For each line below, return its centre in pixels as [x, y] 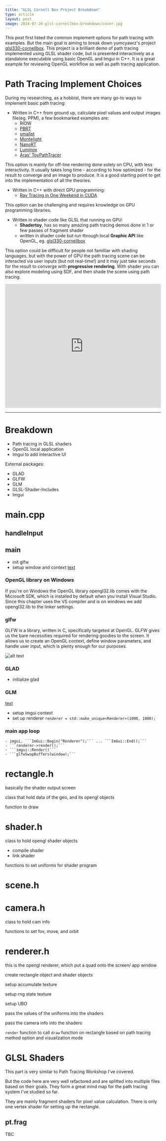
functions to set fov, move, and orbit [42, 931]
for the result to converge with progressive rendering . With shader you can [82, 267]
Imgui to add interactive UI [39, 454]
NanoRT [28, 144]
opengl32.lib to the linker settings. [40, 607]
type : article [20, 14]
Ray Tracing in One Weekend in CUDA [58, 195]
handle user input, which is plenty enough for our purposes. [66, 646]
